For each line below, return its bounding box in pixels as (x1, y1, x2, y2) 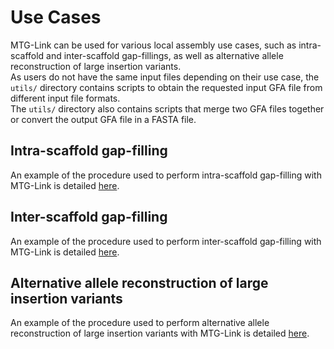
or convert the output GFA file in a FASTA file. (10, 113, 197, 125)
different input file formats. (10, 92, 121, 104)
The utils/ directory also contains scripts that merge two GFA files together (10, 102, 325, 115)
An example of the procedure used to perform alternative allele (10, 317, 270, 329)
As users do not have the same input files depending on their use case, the (10, 71, 320, 83)
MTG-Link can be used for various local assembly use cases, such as (10, 39, 297, 51)
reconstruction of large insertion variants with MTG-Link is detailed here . (10, 327, 310, 340)
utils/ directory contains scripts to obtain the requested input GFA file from (10, 81, 323, 93)
